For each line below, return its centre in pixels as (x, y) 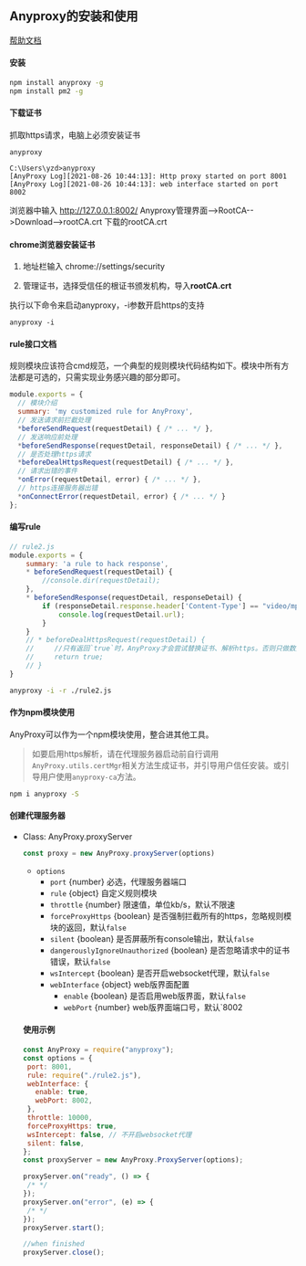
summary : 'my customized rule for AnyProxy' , (106, 412)
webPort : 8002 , (64, 1101)
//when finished (53, 1244)
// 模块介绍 (37, 403)
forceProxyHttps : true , (72, 1126)
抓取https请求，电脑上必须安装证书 (75, 134)
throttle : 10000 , (60, 1118)
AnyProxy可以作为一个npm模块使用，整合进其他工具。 (112, 734)
